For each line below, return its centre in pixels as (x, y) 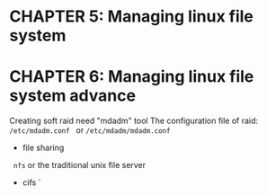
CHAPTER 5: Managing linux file (131, 17)
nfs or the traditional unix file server (80, 165)
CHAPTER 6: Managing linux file (132, 77)
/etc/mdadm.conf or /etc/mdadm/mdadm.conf (90, 130)
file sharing (43, 148)
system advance (73, 96)
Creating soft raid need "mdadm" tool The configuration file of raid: (134, 121)
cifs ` (31, 182)
